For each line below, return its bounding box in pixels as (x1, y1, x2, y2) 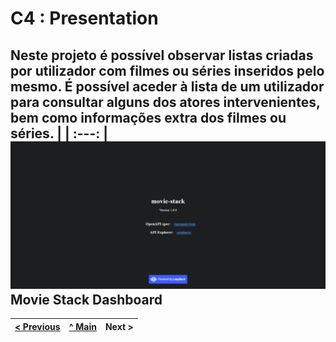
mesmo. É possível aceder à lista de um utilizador (10, 78, 325, 95)
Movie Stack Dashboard (10, 291, 163, 308)
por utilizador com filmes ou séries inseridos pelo (10, 62, 325, 79)
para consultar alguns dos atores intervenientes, (10, 93, 321, 111)
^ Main (68, 320, 97, 332)
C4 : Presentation (10, 7, 159, 30)
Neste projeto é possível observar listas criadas (10, 47, 314, 64)
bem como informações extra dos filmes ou (10, 109, 287, 126)
